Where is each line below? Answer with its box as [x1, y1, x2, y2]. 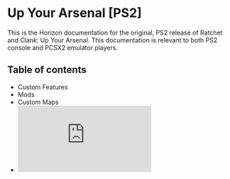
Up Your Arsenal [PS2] [7, 5, 142, 21]
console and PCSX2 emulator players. [7, 43, 119, 52]
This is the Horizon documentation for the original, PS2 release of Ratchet [7, 28, 223, 37]
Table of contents [7, 64, 87, 76]
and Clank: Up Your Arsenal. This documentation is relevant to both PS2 [7, 35, 218, 44]
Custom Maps [17, 98, 59, 106]
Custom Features [17, 83, 69, 91]
